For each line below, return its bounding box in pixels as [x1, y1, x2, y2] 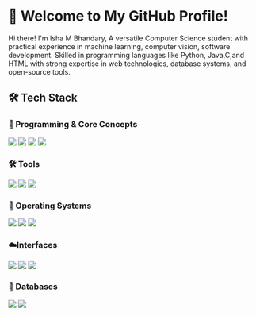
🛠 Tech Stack [8, 91, 78, 105]
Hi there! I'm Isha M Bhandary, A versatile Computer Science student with [8, 33, 248, 43]
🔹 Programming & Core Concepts [8, 119, 138, 130]
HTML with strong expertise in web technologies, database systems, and [8, 59, 246, 68]
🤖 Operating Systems [8, 200, 92, 211]
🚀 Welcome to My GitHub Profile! [8, 7, 228, 25]
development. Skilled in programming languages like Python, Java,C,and [8, 50, 245, 60]
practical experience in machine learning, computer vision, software [8, 41, 231, 51]
